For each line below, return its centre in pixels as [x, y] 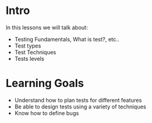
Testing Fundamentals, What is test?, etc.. [67, 39]
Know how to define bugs [47, 113]
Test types [28, 46]
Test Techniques [35, 52]
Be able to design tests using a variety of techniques [80, 107]
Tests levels [29, 58]
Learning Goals [45, 83]
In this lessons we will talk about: [47, 27]
